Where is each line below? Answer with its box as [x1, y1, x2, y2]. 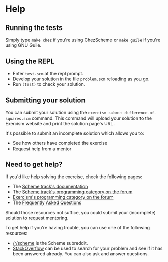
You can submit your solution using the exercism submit [5, 109, 123, 115]
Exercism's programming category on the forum [12, 194, 114, 200]
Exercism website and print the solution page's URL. [5, 120, 115, 126]
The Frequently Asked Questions [12, 199, 82, 206]
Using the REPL [5, 57, 55, 66]
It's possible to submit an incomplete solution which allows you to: [5, 130, 144, 136]
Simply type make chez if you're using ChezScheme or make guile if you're [5, 37, 161, 43]
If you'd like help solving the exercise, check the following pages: [5, 173, 143, 180]
